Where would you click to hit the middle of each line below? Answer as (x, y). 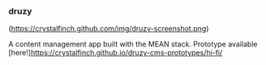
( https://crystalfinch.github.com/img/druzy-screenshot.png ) (109, 29)
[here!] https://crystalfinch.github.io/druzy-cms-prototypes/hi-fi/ (116, 53)
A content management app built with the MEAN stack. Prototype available (133, 44)
